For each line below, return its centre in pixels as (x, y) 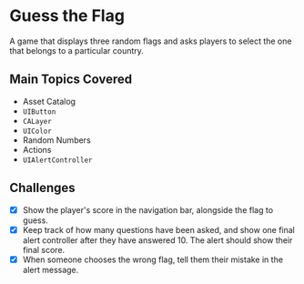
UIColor (37, 131)
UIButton (39, 112)
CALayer (37, 121)
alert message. (51, 269)
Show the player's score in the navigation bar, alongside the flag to (148, 209)
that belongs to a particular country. (76, 50)
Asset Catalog (49, 101)
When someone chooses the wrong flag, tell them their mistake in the (153, 259)
